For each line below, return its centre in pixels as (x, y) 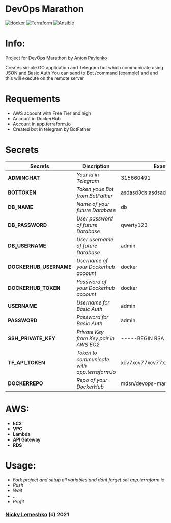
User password (95, 218)
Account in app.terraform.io (42, 124)
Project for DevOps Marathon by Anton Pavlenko (56, 58)
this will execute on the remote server (45, 78)
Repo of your (92, 380)
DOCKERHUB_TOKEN (34, 288)
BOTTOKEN (22, 192)
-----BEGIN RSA (142, 338)
